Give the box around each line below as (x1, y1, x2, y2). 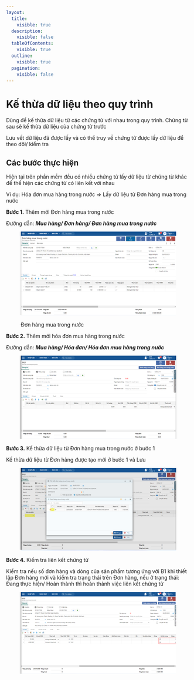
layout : (6, 9, 25, 15)
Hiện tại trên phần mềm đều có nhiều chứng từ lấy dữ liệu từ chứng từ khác (6, 173, 188, 180)
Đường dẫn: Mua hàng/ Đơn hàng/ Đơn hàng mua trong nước (6, 220, 157, 227)
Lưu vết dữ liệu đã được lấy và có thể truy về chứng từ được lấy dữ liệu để (6, 134, 184, 142)
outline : (11, 53, 33, 59)
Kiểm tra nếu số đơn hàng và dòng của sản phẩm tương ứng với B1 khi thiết (6, 567, 188, 575)
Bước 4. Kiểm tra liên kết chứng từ (6, 556, 89, 563)
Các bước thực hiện (6, 157, 79, 167)
